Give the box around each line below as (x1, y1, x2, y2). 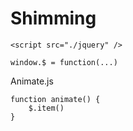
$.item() (28, 103, 65, 113)
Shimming (10, 7, 97, 30)
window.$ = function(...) (10, 57, 118, 67)
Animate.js (10, 75, 54, 87)
